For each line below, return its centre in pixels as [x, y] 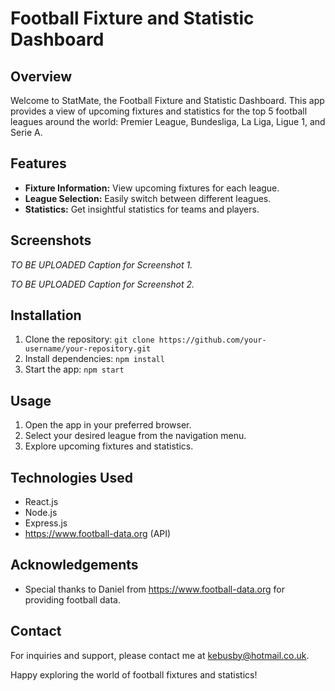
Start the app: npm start [74, 369]
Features [38, 163]
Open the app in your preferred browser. [108, 425]
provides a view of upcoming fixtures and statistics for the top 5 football [159, 111]
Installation [46, 315]
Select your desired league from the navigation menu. [135, 436]
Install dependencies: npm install [94, 359]
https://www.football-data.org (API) [98, 534]
